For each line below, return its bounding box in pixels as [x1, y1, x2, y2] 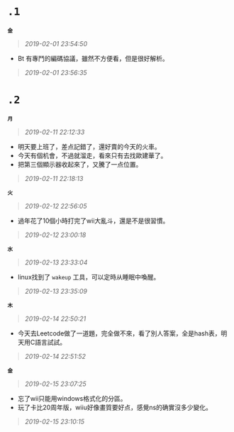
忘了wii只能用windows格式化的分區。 [17, 394, 127, 402]
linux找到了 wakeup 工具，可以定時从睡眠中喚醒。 [17, 272, 160, 281]
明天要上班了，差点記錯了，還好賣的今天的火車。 [17, 142, 161, 150]
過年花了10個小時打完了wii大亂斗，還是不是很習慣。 [17, 216, 169, 225]
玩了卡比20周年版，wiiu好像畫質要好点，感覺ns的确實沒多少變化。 [17, 403, 213, 411]
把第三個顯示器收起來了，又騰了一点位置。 [17, 160, 143, 168]
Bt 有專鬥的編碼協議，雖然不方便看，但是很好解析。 [17, 54, 169, 62]
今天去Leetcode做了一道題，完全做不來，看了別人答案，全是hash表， [17, 328, 221, 338]
